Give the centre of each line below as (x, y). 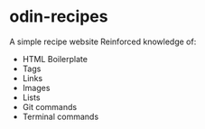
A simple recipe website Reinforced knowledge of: (103, 41)
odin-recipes (59, 17)
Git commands (50, 106)
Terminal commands (61, 116)
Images (36, 88)
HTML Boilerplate (55, 59)
